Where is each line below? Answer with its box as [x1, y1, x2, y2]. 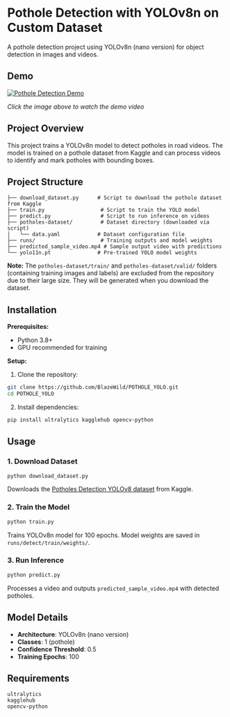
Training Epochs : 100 [17, 652, 80, 661]
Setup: [7, 357, 27, 365]
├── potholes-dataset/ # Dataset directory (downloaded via [7, 219, 210, 226]
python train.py [7, 518, 54, 525]
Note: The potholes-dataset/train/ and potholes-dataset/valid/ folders [7, 261, 217, 270]
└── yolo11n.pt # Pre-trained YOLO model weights [7, 249, 197, 256]
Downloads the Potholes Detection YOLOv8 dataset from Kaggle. [7, 485, 193, 493]
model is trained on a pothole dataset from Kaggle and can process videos [7, 148, 221, 157]
